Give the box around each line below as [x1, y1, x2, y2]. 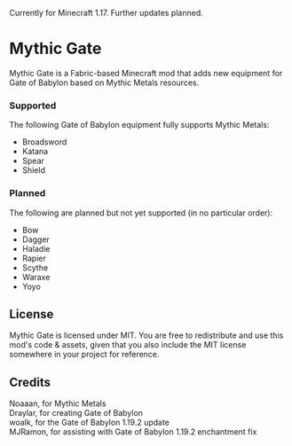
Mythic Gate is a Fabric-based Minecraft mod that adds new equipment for [9, 67, 283, 78]
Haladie [21, 243, 51, 254]
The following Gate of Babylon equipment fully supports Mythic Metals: [9, 120, 270, 130]
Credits [9, 374, 51, 389]
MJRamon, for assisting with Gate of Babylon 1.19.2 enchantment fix [9, 426, 257, 437]
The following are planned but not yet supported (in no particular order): [9, 207, 273, 218]
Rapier [21, 253, 46, 263]
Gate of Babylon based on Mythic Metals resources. [9, 77, 200, 88]
